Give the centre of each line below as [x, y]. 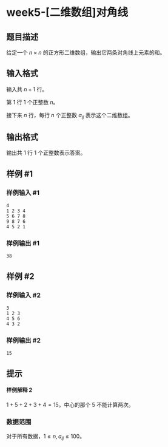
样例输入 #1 [23, 193]
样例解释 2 [19, 390]
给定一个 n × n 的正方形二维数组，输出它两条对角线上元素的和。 [86, 53]
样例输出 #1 [23, 244]
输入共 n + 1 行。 [27, 89]
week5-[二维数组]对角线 [67, 12]
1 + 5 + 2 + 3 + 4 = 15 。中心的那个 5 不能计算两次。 [70, 404]
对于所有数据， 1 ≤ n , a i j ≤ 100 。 [46, 437]
